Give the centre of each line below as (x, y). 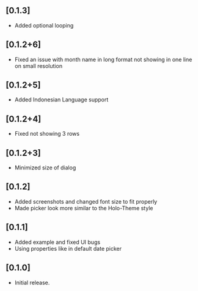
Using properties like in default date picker (68, 248)
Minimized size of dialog (45, 168)
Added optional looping (44, 25)
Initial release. (32, 282)
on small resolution (38, 66)
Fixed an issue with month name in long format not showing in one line (103, 59)
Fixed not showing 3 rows (47, 134)
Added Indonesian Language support (61, 100)
